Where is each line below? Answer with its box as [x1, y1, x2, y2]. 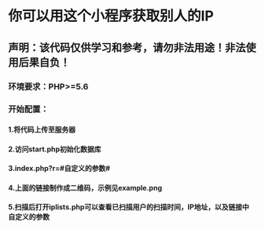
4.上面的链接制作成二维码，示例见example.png [8, 183, 163, 192]
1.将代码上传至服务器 [8, 125, 76, 134]
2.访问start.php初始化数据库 [8, 144, 101, 154]
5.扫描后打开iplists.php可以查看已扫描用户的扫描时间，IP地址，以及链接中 [8, 202, 250, 212]
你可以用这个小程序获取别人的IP [8, 7, 215, 25]
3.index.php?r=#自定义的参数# [8, 164, 111, 173]
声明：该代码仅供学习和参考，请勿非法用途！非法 [8, 41, 246, 54]
